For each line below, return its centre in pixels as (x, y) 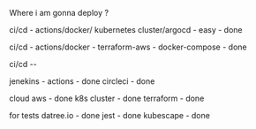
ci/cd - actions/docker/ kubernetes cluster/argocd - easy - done (126, 30)
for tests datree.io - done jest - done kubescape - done (109, 115)
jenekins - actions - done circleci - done (82, 81)
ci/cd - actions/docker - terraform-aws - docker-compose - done (128, 47)
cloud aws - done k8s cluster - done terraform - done (107, 98)
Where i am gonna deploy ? (59, 13)
